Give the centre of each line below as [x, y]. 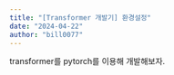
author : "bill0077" [46, 34]
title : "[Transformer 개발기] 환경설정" [81, 18]
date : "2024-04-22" [46, 26]
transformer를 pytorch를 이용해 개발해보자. [87, 61]
